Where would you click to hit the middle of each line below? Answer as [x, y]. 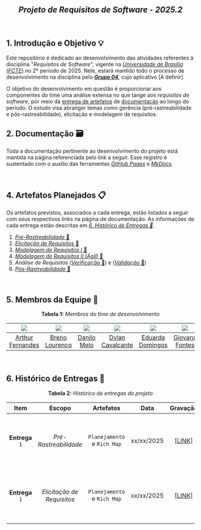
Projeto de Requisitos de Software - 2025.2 [100, 10]
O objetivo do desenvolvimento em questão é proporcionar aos [84, 88]
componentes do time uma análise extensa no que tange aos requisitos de [98, 95]
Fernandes [24, 345]
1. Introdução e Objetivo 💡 [55, 44]
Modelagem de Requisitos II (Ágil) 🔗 [59, 256]
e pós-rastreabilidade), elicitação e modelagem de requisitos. [82, 114]
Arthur [24, 338]
